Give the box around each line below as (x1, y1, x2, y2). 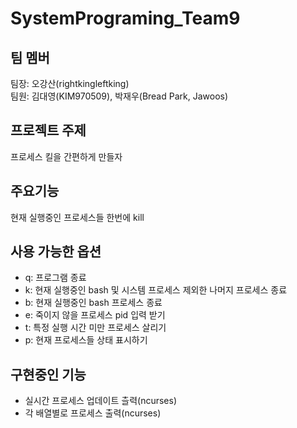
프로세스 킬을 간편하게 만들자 (10, 150, 123, 162)
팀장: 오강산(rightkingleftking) (10, 78, 130, 89)
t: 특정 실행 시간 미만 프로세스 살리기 (24, 322, 167, 334)
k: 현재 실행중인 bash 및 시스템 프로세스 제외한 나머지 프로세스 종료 (24, 284, 288, 296)
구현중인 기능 (10, 366, 87, 383)
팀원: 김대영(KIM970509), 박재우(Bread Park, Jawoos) (10, 90, 229, 102)
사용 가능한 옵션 (10, 243, 102, 261)
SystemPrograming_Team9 (10, 7, 241, 30)
